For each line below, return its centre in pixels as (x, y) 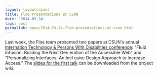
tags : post (16, 23)
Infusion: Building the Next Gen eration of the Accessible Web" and (73, 53)
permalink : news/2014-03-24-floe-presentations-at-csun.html (69, 28)
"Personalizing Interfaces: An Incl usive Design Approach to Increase (75, 58)
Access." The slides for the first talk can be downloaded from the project (79, 63)
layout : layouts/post (27, 10)
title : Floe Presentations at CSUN (42, 14)
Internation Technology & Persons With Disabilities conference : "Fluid (76, 47)
